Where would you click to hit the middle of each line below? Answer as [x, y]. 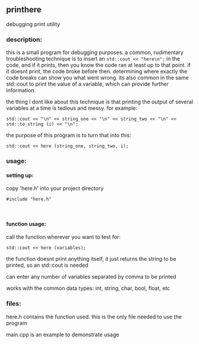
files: [14, 304]
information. [21, 90]
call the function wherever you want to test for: [63, 237]
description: [24, 39]
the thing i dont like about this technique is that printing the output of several [100, 102]
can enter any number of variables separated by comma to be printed [91, 277]
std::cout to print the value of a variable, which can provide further [88, 84]
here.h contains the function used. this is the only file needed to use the [94, 317]
